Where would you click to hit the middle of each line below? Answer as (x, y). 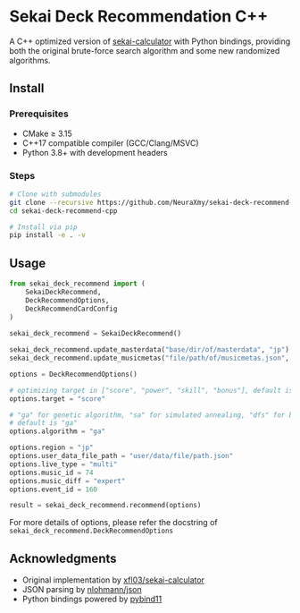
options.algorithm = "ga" (57, 431)
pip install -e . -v (48, 235)
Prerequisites (39, 114)
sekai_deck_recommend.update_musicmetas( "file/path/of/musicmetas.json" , (150, 358)
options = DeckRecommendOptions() (74, 374)
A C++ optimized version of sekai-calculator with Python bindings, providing (150, 41)
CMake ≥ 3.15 (47, 133)
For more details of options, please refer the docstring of (113, 523)
